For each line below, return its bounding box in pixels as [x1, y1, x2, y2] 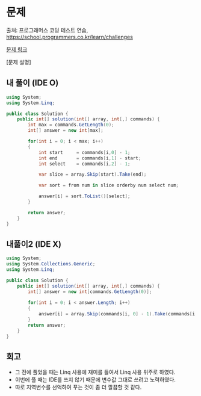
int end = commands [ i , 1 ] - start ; [38, 155, 141, 161]
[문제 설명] [6, 58, 31, 66]
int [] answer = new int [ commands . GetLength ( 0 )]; [28, 288, 152, 295]
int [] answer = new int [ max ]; [28, 128, 104, 134]
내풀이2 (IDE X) [6, 239, 62, 249]
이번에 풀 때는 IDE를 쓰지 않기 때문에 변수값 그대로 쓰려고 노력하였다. [14, 376, 176, 383]
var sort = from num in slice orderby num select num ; [38, 182, 179, 188]
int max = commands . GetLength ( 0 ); [28, 122, 114, 128]
